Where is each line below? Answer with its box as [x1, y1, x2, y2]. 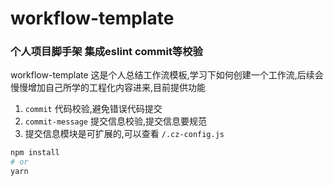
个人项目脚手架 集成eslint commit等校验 [10, 45, 203, 59]
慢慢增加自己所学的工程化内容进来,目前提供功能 [10, 82, 207, 94]
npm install [10, 148, 60, 158]
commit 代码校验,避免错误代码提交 [24, 103, 163, 115]
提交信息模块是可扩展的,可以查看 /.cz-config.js [24, 128, 225, 140]
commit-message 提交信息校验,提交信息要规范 [24, 115, 208, 127]
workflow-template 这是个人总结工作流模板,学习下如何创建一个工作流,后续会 [10, 69, 324, 81]
